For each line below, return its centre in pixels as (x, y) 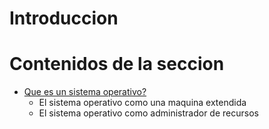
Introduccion (64, 18)
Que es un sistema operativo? (85, 92)
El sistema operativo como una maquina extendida (142, 103)
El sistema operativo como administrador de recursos (148, 113)
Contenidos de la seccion (117, 64)
